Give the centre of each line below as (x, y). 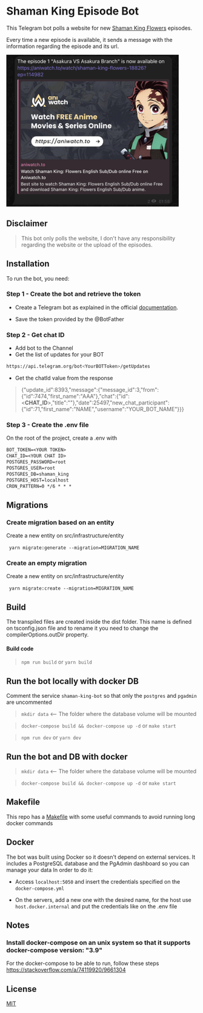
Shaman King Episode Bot (73, 11)
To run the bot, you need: (38, 278)
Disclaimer (27, 224)
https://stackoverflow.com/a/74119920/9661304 (66, 970)
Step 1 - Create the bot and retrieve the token (74, 294)
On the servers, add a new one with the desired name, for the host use (103, 899)
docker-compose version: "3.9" (55, 950)
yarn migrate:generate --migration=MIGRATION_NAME (74, 548)
